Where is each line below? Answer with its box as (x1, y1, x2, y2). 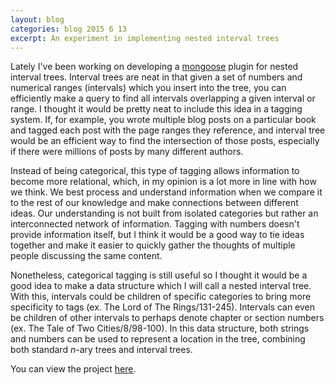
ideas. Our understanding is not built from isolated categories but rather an (10, 207, 319, 220)
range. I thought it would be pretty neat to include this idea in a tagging (10, 103, 303, 115)
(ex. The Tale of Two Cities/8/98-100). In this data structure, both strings (10, 322, 310, 335)
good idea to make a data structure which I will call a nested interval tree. (10, 280, 312, 292)
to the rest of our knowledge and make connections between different (10, 197, 299, 209)
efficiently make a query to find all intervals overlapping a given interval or (10, 92, 316, 105)
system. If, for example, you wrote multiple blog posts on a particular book (10, 114, 317, 126)
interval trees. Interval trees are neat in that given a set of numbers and (10, 71, 303, 83)
